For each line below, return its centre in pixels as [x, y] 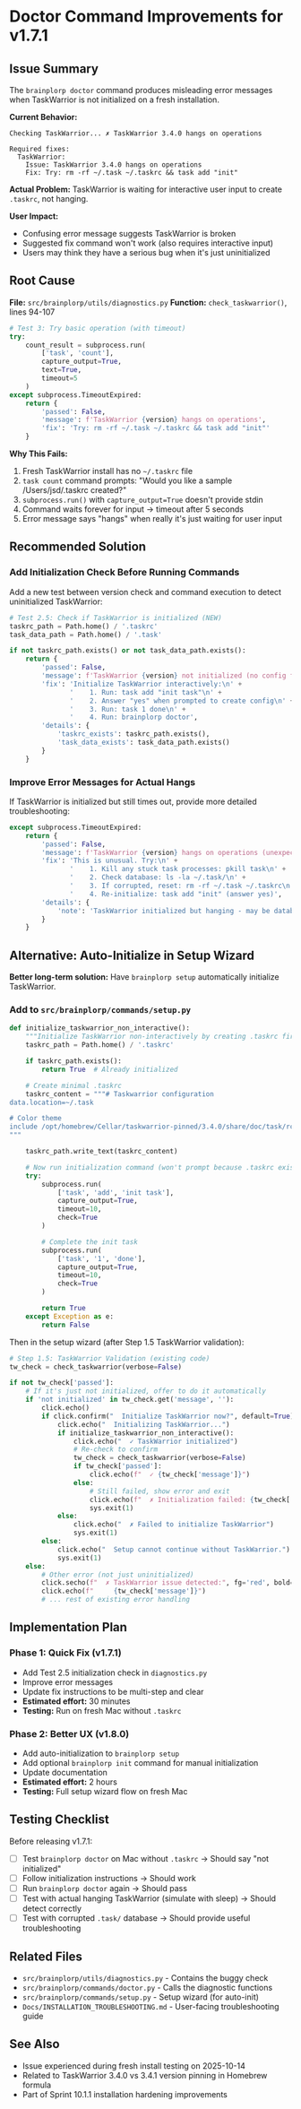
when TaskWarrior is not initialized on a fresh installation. [114, 99]
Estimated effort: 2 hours [70, 1782]
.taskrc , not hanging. [49, 199]
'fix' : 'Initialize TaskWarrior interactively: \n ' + [142, 684]
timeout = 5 [60, 378]
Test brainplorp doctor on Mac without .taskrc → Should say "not [146, 1858]
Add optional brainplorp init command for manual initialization [140, 1763]
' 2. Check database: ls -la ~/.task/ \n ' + [158, 877]
